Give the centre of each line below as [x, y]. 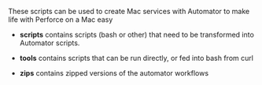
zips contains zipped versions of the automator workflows [114, 73]
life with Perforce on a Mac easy [61, 19]
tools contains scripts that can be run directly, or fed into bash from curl [137, 58]
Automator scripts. [50, 43]
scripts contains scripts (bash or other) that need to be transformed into [137, 35]
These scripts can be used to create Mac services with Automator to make [129, 11]
